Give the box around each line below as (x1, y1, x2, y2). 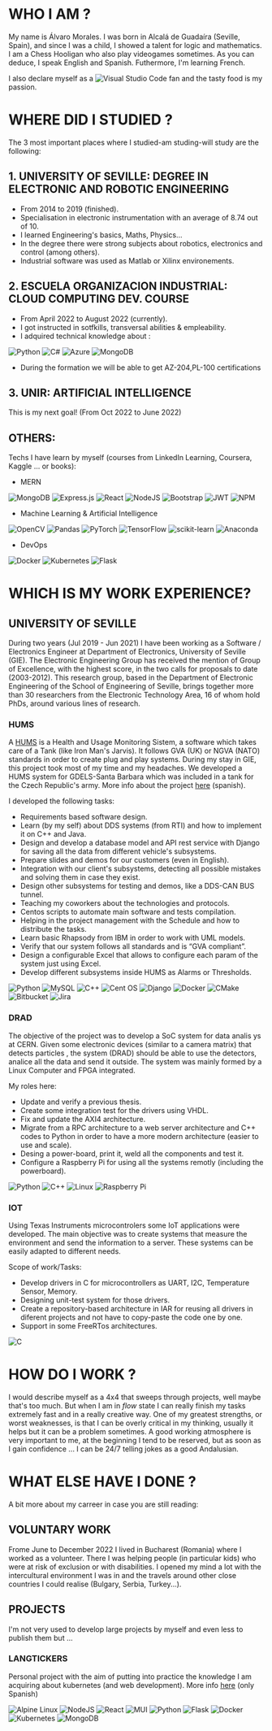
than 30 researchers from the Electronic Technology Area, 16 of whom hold (8, 690, 261, 700)
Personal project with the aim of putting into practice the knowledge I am (8, 1672, 252, 1681)
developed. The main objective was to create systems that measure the (8, 1229, 248, 1239)
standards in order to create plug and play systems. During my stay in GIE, (8, 755, 257, 764)
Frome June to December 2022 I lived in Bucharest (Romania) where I (8, 1544, 242, 1554)
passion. (8, 82, 37, 92)
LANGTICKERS (8, 1653, 68, 1664)
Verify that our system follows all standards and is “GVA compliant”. (19, 942, 246, 951)
